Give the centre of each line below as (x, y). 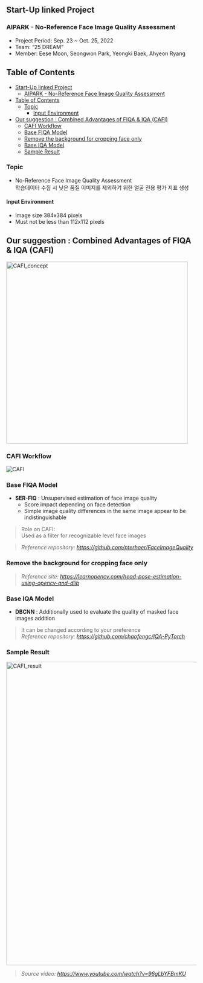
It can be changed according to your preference (81, 630)
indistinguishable (45, 517)
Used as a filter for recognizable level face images (84, 535)
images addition (35, 618)
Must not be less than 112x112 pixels (60, 222)
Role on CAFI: (38, 529)
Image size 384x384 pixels (49, 215)
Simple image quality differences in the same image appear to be (105, 511)
